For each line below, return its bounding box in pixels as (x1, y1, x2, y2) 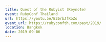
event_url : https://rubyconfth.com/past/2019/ (5, 20, 102, 26)
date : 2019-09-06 (5, 29, 41, 34)
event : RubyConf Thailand (5, 12, 58, 16)
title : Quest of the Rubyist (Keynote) (5, 7, 86, 12)
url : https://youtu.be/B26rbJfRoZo (5, 16, 78, 21)
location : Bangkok (5, 25, 42, 30)
